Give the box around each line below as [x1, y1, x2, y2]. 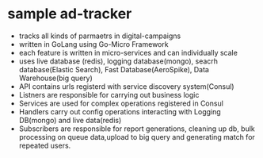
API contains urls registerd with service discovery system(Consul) [18, 81, 234, 91]
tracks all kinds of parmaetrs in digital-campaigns [18, 31, 181, 40]
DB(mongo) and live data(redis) [18, 115, 122, 125]
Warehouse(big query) [18, 73, 93, 83]
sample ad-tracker [7, 5, 132, 23]
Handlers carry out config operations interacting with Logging [18, 106, 221, 116]
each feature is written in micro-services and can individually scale [18, 48, 238, 57]
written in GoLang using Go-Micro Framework [18, 39, 169, 48]
